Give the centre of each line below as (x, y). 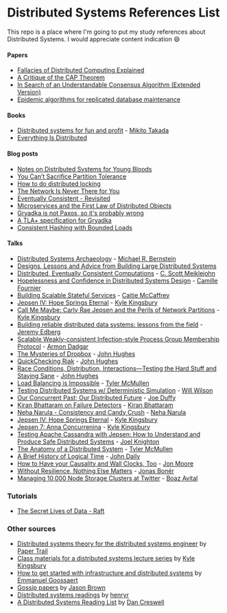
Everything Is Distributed (52, 138)
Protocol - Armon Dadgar (53, 346)
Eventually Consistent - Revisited (64, 198)
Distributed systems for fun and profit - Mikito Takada (93, 131)
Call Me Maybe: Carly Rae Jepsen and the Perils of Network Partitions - (118, 310)
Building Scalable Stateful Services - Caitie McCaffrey (93, 295)
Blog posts (23, 154)
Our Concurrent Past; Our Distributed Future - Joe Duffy (96, 397)
